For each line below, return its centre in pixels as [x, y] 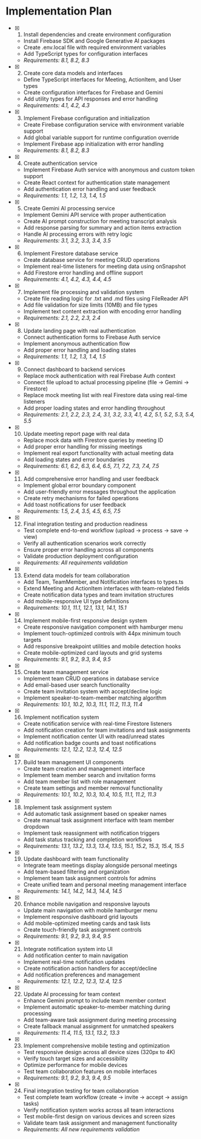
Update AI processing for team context [72, 994]
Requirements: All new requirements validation [81, 1129]
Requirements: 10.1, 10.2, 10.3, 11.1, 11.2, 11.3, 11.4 [83, 704]
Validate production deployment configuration [81, 556]
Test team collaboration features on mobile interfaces [90, 1071]
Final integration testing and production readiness [85, 524]
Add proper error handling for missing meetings [83, 446]
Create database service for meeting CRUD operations [91, 259]
